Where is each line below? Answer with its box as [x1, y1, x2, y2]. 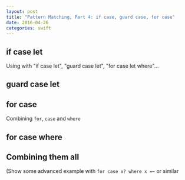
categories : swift [6, 25, 51, 31]
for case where [6, 132, 63, 142]
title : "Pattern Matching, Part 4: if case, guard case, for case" [6, 14, 176, 20]
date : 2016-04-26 [6, 19, 49, 25]
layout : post [6, 8, 38, 15]
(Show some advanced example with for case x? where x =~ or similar [6, 168, 179, 175]
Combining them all [6, 152, 80, 162]
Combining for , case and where [6, 115, 81, 122]
